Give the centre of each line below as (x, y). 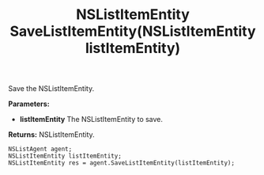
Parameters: (29, 104)
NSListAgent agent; (40, 149)
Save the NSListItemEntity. (51, 89)
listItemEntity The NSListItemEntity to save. (91, 120)
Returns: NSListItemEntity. (51, 135)
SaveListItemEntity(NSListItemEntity (133, 31)
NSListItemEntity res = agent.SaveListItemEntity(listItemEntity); (122, 163)
